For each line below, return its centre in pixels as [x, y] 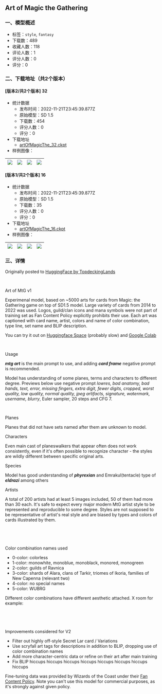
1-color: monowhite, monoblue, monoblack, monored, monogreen [78, 563]
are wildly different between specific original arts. [55, 457]
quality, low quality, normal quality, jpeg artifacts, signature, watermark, [78, 394]
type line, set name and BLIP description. [46, 326]
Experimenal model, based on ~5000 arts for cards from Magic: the [73, 300]
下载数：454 [32, 121]
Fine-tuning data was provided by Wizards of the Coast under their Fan [76, 676]
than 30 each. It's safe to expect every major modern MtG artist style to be [80, 504]
